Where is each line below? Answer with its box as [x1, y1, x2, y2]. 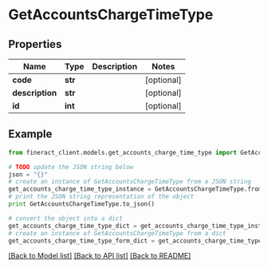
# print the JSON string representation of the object [8, 193, 195, 201]
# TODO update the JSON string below [8, 163, 134, 171]
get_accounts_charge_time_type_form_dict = [8, 237, 156, 245]
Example [8, 128, 53, 141]
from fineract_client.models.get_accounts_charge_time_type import [8, 148, 238, 156]
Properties [8, 37, 62, 51]
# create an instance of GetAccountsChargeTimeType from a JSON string [8, 178, 251, 186]
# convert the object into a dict [8, 214, 124, 223]
